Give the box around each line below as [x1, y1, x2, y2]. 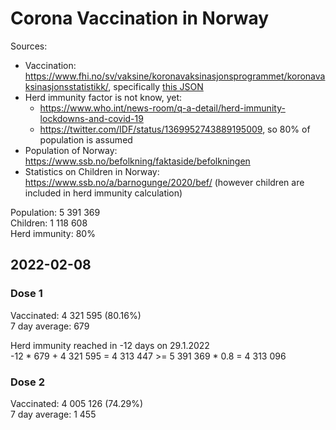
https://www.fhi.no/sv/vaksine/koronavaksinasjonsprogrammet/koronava [24, 70, 326, 82]
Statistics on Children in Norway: [24, 165, 160, 177]
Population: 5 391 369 [10, 206, 101, 218]
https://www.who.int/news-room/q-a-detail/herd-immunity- [39, 102, 286, 114]
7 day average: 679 [10, 320, 90, 332]
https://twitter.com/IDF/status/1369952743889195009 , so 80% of [39, 123, 311, 135]
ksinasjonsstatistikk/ [24, 80, 109, 92]
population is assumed [39, 133, 133, 146]
